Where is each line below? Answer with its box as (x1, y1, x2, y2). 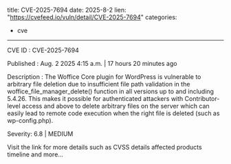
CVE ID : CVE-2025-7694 (7, 46, 79, 54)
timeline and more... (7, 150, 64, 159)
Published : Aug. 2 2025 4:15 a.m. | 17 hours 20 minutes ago (7, 60, 177, 67)
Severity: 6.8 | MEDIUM (7, 130, 74, 138)
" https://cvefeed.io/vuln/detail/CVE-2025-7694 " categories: (7, 13, 177, 21)
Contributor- (184, 95, 220, 102)
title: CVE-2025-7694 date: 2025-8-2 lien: (7, 6, 126, 14)
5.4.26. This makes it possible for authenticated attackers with (7, 95, 184, 102)
